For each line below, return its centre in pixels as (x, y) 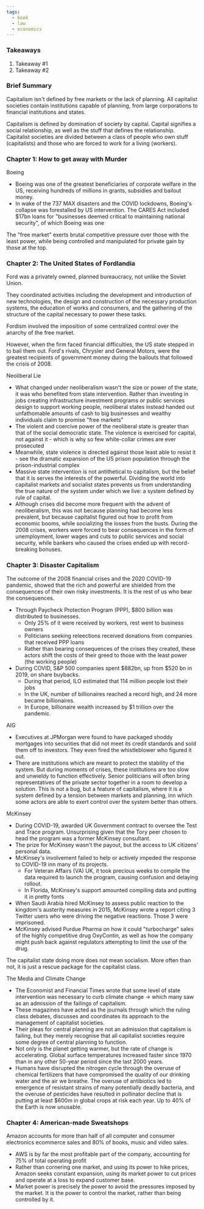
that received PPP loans (54, 642)
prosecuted (30, 446)
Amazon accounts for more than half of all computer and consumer (91, 1136)
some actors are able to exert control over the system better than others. (106, 801)
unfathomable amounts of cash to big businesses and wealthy (93, 413)
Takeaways (23, 51)
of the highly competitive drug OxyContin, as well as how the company (104, 935)
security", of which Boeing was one (60, 223)
